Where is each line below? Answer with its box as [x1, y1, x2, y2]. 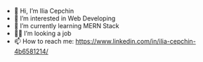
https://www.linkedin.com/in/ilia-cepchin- [75, 37, 197, 45]
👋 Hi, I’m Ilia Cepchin [13, 7, 74, 15]
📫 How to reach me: [13, 37, 74, 45]
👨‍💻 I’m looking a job [13, 29, 72, 37]
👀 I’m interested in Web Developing [13, 14, 116, 23]
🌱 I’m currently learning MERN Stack [13, 22, 119, 30]
